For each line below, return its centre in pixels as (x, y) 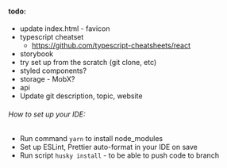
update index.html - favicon (65, 29)
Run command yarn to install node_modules (91, 139)
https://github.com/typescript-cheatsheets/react (111, 46)
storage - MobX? (47, 79)
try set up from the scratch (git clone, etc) (88, 63)
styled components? (53, 71)
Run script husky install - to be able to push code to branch (119, 155)
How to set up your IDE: (47, 114)
